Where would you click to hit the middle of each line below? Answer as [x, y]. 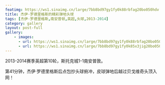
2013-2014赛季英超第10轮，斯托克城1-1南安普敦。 [55, 61]
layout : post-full [24, 28]
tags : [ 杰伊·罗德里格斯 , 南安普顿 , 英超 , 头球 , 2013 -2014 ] [57, 19]
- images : [24, 37]
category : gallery [24, 23]
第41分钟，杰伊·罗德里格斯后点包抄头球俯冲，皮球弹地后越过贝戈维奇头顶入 [81, 71]
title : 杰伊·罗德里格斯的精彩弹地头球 [40, 14]
